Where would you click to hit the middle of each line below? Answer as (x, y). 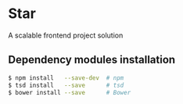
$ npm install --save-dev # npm (66, 78)
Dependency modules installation (92, 60)
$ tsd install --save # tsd (66, 85)
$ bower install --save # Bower (70, 92)
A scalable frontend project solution (66, 35)
